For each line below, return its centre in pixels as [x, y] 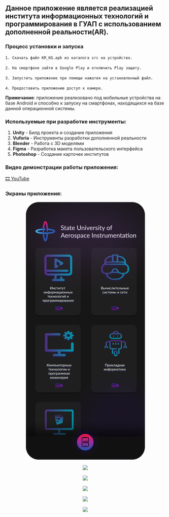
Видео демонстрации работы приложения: [62, 167]
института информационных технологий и [77, 16]
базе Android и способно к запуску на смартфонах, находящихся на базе [85, 103]
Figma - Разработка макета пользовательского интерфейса [78, 149]
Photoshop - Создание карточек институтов [61, 154]
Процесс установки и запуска [44, 47]
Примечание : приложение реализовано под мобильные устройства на [83, 97]
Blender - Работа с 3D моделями [48, 143]
